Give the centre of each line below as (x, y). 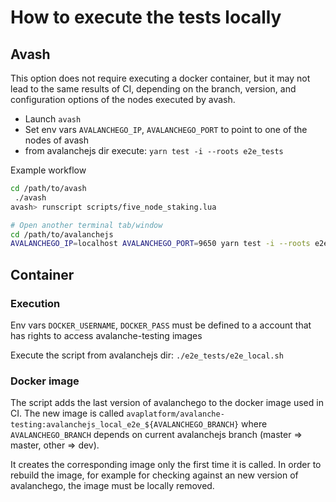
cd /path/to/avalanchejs (62, 234)
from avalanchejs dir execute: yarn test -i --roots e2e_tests (154, 150)
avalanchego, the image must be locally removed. (112, 486)
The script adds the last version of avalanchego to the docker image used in (167, 403)
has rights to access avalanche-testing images (106, 335)
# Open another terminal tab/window (86, 225)
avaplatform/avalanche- (175, 414)
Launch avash (53, 119)
